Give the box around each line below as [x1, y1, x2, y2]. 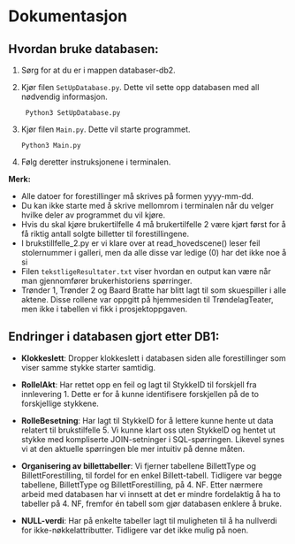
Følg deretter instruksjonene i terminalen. [20, 157, 171, 167]
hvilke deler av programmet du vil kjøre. [20, 210, 165, 220]
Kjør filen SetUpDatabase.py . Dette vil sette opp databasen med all [20, 82, 260, 92]
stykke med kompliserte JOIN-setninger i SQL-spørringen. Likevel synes [20, 433, 284, 444]
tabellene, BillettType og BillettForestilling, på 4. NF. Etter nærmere [20, 479, 263, 490]
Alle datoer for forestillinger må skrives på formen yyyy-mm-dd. [20, 191, 253, 201]
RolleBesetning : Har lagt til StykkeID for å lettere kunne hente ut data [20, 415, 274, 425]
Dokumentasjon [8, 6, 128, 27]
